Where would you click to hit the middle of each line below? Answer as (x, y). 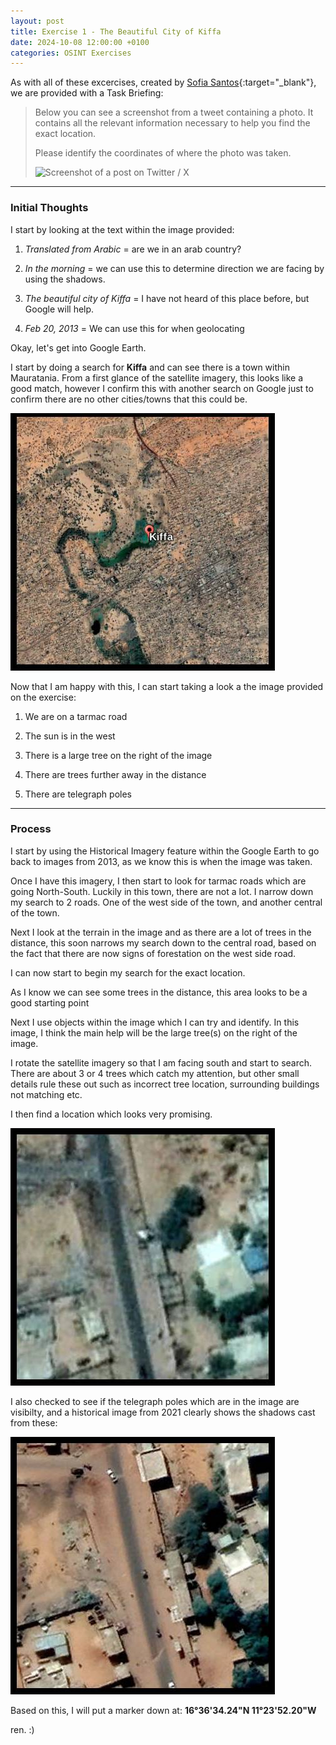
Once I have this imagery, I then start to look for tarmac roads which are (158, 881)
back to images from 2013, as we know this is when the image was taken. (161, 861)
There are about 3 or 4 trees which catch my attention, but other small (155, 1073)
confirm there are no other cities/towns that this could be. (129, 399)
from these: (34, 1422)
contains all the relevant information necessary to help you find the (172, 123)
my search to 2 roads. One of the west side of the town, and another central (166, 902)
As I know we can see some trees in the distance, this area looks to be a (159, 992)
